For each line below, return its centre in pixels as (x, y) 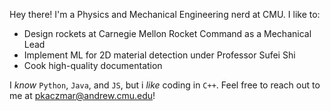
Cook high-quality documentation (93, 65)
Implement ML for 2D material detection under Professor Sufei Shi (159, 55)
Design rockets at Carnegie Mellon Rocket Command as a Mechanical (167, 33)
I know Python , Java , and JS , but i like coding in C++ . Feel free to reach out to (165, 85)
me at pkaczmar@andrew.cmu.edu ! (82, 95)
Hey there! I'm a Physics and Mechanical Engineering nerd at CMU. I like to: (165, 14)
